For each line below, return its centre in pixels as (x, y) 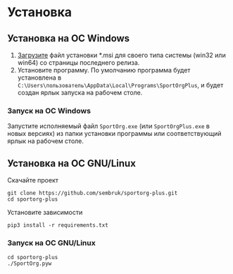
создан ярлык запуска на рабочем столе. (80, 93)
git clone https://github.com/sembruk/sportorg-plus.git (93, 193)
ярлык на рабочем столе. (46, 141)
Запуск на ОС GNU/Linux (52, 243)
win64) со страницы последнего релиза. (78, 63)
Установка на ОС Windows (69, 38)
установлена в (39, 77)
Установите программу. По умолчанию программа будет (104, 70)
